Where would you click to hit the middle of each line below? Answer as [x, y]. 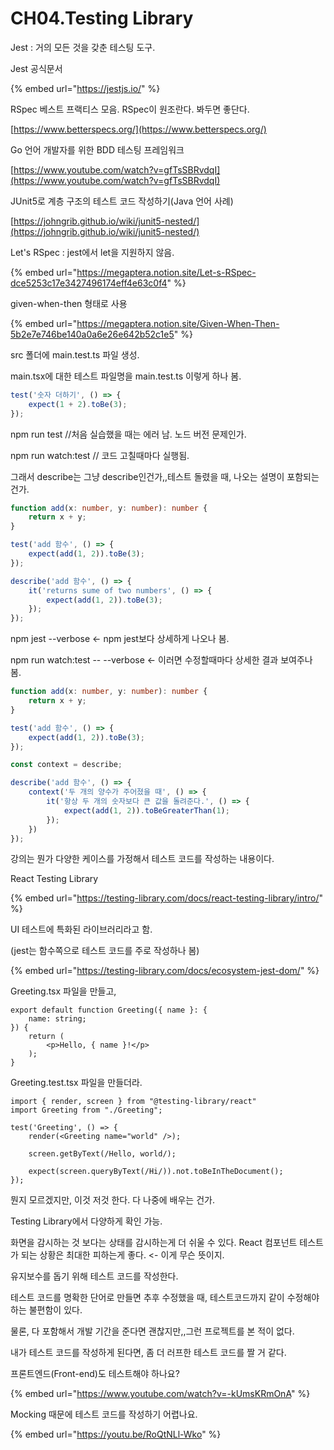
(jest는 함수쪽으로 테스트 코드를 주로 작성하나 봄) [105, 951]
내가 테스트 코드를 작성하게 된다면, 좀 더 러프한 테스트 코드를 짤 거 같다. [148, 1353]
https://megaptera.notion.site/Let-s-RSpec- [166, 272]
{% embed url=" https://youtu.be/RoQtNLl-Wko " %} [116, 1434]
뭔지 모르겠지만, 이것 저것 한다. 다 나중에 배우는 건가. [112, 1200]
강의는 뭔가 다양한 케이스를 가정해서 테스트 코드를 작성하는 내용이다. [142, 859]
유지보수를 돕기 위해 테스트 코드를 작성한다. [94, 1276]
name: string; [57, 1019]
